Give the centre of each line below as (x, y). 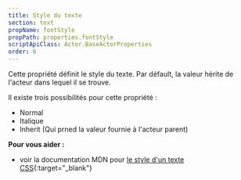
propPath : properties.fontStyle (61, 37)
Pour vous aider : (36, 144)
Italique (32, 121)
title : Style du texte (45, 15)
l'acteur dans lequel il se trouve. (59, 82)
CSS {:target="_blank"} (56, 168)
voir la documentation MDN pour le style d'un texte (102, 160)
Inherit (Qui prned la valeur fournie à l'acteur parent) (104, 129)
